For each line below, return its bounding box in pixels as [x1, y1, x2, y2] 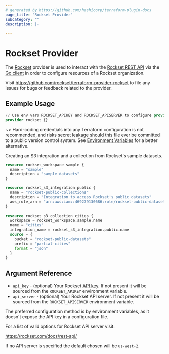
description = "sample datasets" [10, 172, 80, 177]
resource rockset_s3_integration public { [5, 185, 96, 190]
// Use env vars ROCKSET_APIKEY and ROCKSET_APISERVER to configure [5, 113, 152, 118]
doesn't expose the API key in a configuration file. [5, 314, 109, 320]
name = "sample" [10, 167, 44, 172]
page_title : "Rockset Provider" [5, 12, 73, 17]
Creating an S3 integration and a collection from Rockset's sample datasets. [5, 152, 163, 159]
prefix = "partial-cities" [14, 241, 71, 246]
